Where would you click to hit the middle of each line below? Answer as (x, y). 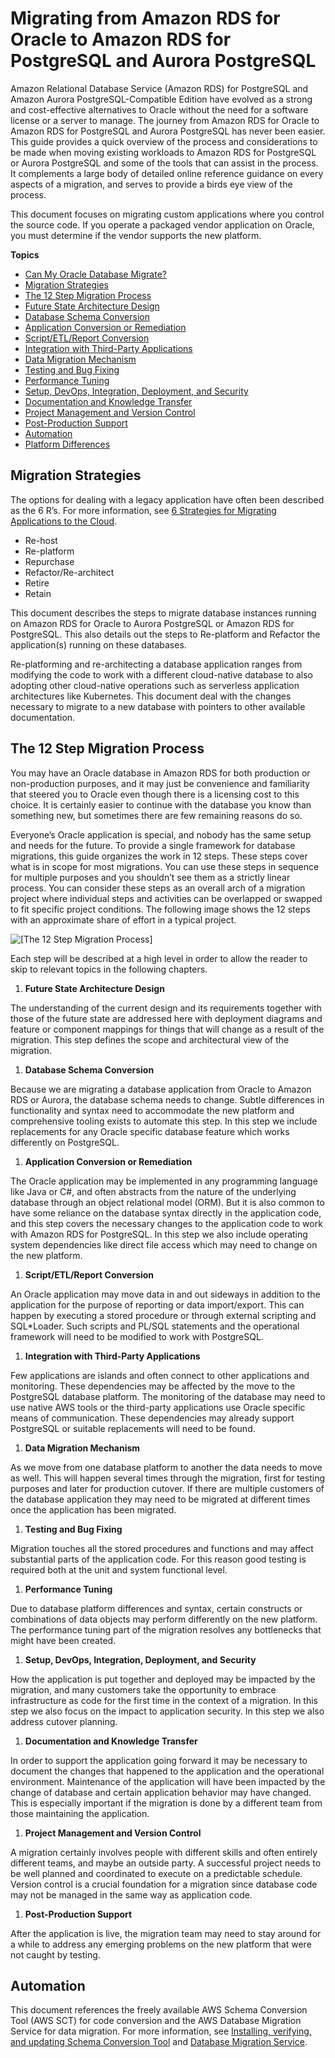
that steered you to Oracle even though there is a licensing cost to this (155, 794)
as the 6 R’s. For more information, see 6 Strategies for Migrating (143, 510)
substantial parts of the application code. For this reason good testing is (158, 1559)
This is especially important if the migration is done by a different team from (166, 1803)
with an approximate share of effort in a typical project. (123, 919)
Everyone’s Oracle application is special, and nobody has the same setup (161, 834)
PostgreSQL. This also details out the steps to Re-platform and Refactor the (165, 634)
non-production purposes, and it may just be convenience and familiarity (160, 783)
